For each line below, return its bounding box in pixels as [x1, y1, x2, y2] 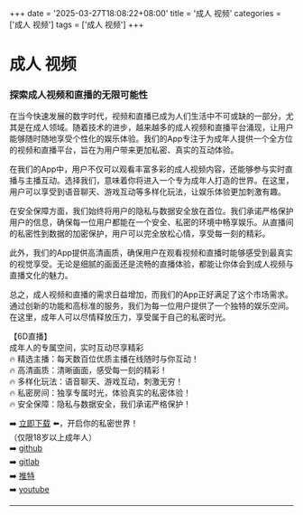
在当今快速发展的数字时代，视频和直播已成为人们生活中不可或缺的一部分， [9, 111, 286, 122]
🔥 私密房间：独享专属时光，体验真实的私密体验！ [9, 388, 192, 398]
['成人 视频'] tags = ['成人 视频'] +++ [9, 19, 144, 30]
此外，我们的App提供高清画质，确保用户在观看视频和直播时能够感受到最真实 [9, 248, 293, 258]
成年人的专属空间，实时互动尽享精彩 [9, 342, 144, 353]
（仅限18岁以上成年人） [9, 432, 97, 443]
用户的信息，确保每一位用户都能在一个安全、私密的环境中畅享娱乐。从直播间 [9, 217, 294, 228]
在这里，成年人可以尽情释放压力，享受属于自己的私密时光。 [9, 312, 231, 323]
